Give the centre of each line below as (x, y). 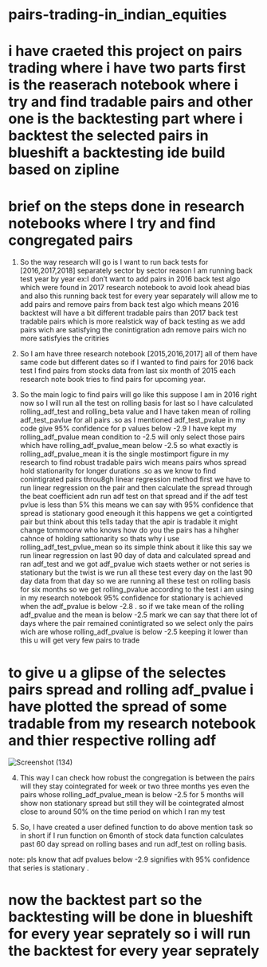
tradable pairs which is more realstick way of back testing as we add (132, 321)
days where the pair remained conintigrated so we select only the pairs (136, 623)
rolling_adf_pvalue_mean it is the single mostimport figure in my (124, 454)
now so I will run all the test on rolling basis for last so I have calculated (136, 403)
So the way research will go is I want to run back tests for (114, 262)
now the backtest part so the (105, 900)
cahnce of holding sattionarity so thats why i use (100, 539)
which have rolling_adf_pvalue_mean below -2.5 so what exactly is (129, 446)
